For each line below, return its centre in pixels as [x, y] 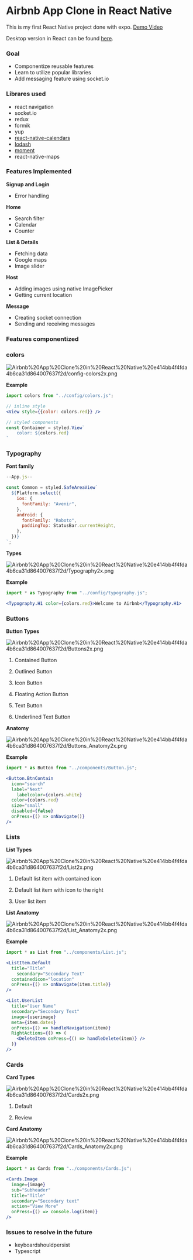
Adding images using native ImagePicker [63, 289]
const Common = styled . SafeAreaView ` [52, 488]
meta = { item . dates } [34, 1022]
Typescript [27, 1251]
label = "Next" [27, 789]
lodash [23, 144]
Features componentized [42, 339]
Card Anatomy [24, 1129]
